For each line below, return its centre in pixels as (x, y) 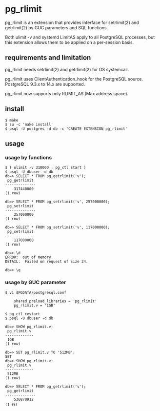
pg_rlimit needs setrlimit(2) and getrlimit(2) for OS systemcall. (67, 69)
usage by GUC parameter (36, 283)
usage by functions (29, 157)
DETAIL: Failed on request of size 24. (47, 262)
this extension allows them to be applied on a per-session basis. (70, 42)
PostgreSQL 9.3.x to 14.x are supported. (45, 84)
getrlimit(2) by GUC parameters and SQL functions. (57, 27)
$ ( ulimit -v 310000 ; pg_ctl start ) (46, 168)
